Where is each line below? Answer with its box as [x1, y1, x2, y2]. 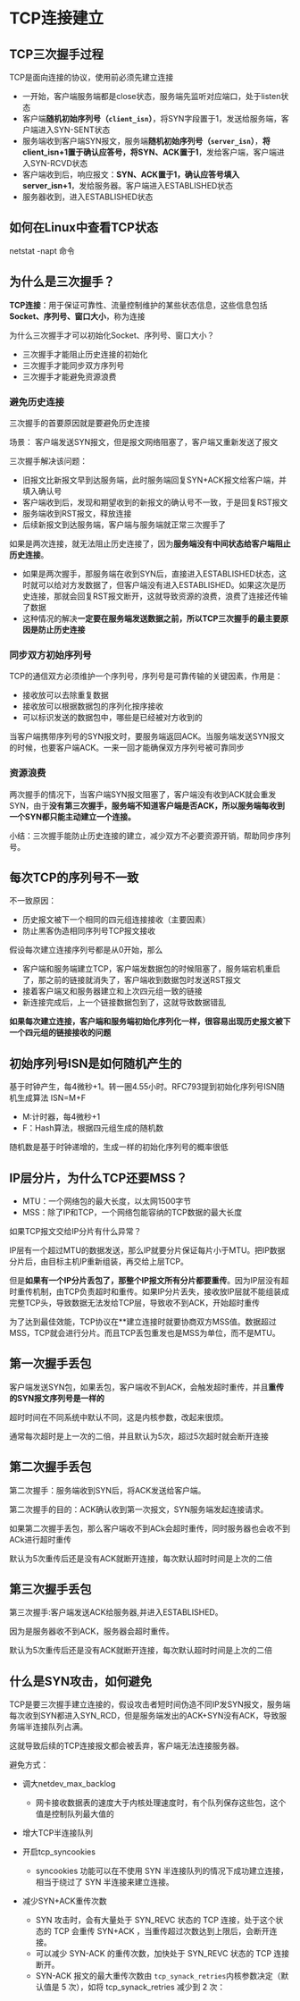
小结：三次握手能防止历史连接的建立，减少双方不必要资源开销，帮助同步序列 [9, 830, 291, 841]
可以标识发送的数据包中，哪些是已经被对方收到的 [21, 712, 203, 723]
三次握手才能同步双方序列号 [21, 359, 125, 371]
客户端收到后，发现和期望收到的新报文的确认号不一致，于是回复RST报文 [21, 497, 288, 508]
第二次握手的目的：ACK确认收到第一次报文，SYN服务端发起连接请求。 [9, 1503, 269, 1515]
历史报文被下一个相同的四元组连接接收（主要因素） [21, 914, 211, 925]
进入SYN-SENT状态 [37, 124, 111, 135]
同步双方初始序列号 [9, 649, 92, 661]
